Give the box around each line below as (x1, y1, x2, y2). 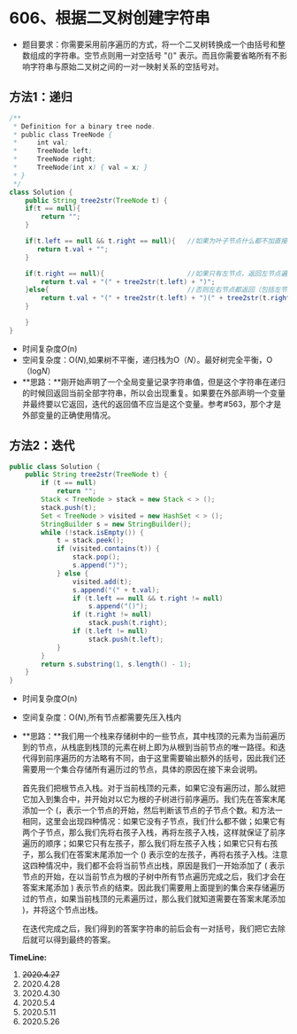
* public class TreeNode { (12, 130, 113, 139)
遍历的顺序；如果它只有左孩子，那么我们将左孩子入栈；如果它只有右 (21, 838, 270, 849)
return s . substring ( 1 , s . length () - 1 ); (41, 660, 192, 668)
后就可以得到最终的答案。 (21, 935, 116, 945)
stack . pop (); (72, 552, 121, 562)
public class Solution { (9, 462, 101, 471)
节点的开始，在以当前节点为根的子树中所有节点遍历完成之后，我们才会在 (21, 871, 286, 882)
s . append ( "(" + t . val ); (72, 585, 161, 594)
